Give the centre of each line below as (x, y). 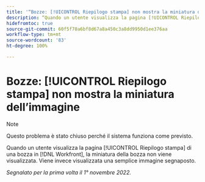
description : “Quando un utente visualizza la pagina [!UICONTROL (92, 18)
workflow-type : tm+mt (34, 35)
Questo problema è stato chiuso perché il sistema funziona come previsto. (100, 136)
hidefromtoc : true (30, 23)
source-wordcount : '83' (37, 40)
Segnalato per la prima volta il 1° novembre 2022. (69, 172)
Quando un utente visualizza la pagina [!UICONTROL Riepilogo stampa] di (99, 147)
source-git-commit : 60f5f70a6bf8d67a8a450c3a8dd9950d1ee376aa (87, 29)
